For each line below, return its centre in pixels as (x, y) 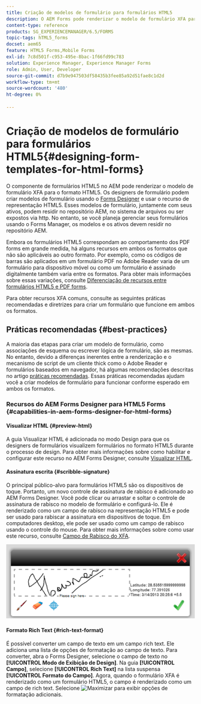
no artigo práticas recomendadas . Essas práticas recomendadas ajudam (95, 376)
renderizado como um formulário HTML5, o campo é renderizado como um (99, 681)
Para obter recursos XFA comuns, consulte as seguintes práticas (86, 298)
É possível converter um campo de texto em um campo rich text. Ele (90, 644)
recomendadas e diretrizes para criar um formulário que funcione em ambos (100, 304)
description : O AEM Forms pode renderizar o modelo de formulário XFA (96, 19)
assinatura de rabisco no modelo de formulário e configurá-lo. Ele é (90, 504)
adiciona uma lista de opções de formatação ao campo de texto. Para (92, 650)
